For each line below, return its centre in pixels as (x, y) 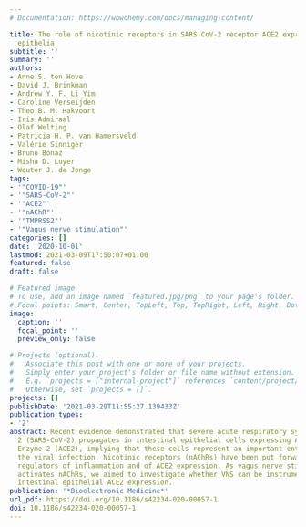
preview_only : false (56, 339)
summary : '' (32, 60)
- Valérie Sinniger (46, 145)
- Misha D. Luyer (42, 161)
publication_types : (46, 415)
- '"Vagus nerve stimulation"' (69, 229)
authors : (26, 68)
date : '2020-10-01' (46, 246)
